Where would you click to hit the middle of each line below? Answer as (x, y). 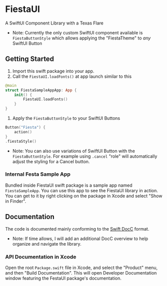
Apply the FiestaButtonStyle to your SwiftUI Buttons (66, 118)
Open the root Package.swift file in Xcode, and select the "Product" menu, (82, 268)
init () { (23, 95)
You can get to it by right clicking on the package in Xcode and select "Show (84, 196)
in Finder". (16, 201)
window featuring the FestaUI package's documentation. (63, 278)
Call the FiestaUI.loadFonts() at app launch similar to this (72, 76)
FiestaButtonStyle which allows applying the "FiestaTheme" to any (82, 38)
